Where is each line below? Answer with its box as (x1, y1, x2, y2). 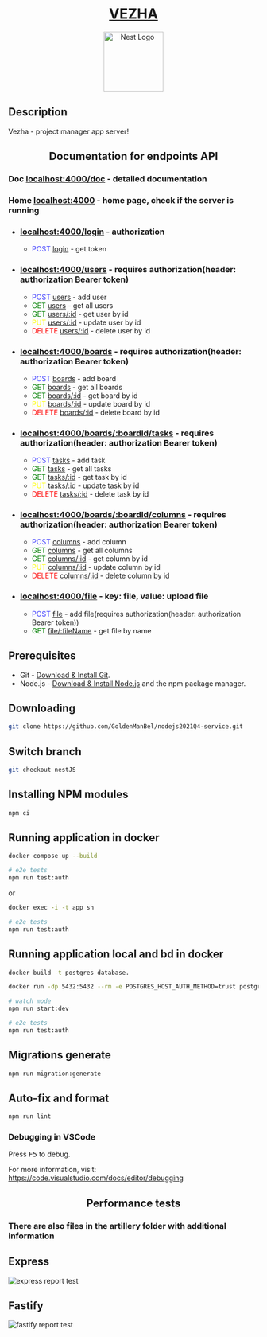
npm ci (8, 809, 30, 817)
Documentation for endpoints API (48, 150, 219, 163)
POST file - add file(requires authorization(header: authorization (31, 609, 242, 618)
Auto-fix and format (8, 1091, 110, 1105)
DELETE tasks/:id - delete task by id (31, 489, 149, 499)
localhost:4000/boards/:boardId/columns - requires (19, 509, 226, 520)
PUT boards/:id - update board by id (31, 399, 151, 408)
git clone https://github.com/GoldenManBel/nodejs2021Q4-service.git (8, 723, 244, 731)
